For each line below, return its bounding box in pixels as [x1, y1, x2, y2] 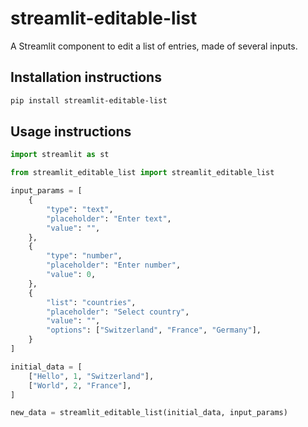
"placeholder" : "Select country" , [46, 307, 190, 317]
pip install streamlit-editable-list [10, 95, 168, 106]
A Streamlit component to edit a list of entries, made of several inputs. [10, 40, 298, 52]
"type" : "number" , [46, 251, 123, 261]
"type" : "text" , [46, 204, 114, 214]
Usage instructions [10, 123, 132, 141]
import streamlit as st [10, 150, 110, 160]
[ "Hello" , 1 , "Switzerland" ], [28, 371, 155, 381]
